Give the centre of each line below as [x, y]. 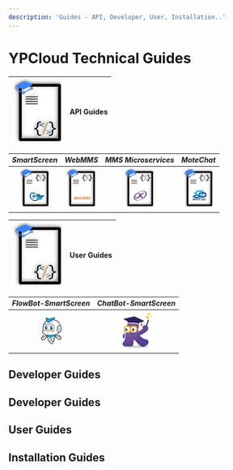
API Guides [89, 111]
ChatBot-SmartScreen [136, 303]
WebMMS [81, 160]
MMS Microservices [140, 160]
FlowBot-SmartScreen [51, 303]
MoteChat [198, 160]
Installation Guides [57, 457]
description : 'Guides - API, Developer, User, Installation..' [117, 17]
